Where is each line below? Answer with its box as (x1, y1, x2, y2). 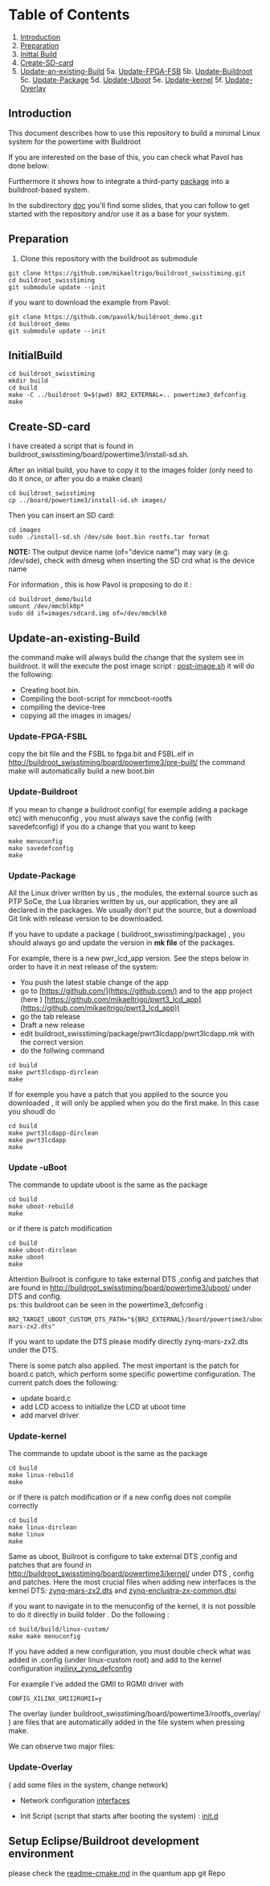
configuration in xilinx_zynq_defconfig (8, 1663, 133, 1673)
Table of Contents (8, 6, 130, 24)
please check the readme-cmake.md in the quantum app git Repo (8, 1868, 226, 1878)
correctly (8, 1501, 39, 1511)
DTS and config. (8, 1291, 63, 1301)
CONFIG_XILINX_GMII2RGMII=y (8, 1695, 103, 1703)
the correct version (19, 1037, 84, 1046)
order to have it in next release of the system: (8, 962, 159, 972)
